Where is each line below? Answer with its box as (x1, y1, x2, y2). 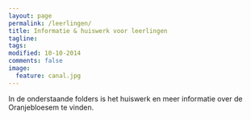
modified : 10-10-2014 (8, 49, 82, 57)
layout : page (8, 11, 52, 20)
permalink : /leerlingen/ (8, 19, 92, 27)
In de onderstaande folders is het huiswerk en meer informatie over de (8, 93, 243, 103)
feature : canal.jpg (15, 72, 82, 80)
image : (8, 64, 31, 72)
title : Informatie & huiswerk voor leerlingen (8, 27, 168, 35)
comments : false (8, 57, 63, 65)
